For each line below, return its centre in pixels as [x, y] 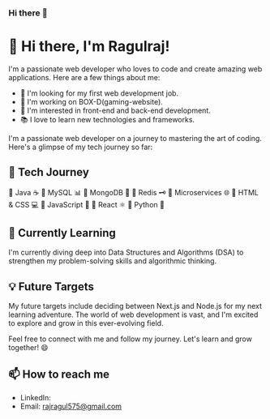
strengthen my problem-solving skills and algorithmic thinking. [113, 261]
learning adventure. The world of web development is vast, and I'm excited [133, 314]
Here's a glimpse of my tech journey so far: [81, 147]
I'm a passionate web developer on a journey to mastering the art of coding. [135, 138]
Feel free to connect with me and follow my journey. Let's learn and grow [131, 339]
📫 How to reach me [59, 374]
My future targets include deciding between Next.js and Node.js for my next [135, 306]
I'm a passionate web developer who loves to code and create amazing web [135, 69]
